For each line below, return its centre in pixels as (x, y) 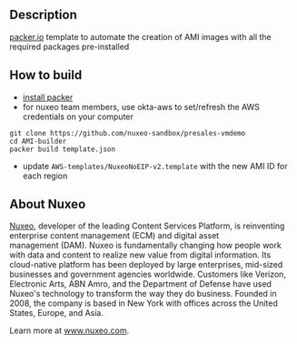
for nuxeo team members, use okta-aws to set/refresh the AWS (141, 106)
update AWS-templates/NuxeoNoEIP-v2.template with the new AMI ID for (155, 166)
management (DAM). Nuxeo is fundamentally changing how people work (145, 246)
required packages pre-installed (69, 46)
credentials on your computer (78, 116)
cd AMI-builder (38, 141)
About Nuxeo (48, 204)
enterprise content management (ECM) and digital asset (114, 236)
